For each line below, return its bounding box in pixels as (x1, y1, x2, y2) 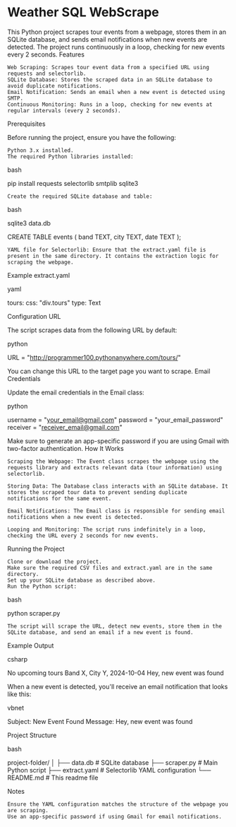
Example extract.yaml (7, 271, 70, 279)
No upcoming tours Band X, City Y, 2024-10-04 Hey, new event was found (7, 669, 224, 677)
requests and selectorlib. (7, 70, 87, 77)
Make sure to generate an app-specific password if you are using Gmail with (7, 436, 230, 445)
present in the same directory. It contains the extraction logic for (7, 252, 219, 259)
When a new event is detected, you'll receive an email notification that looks (7, 682, 228, 691)
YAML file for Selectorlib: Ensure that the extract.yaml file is (7, 246, 206, 253)
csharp (7, 655, 28, 663)
